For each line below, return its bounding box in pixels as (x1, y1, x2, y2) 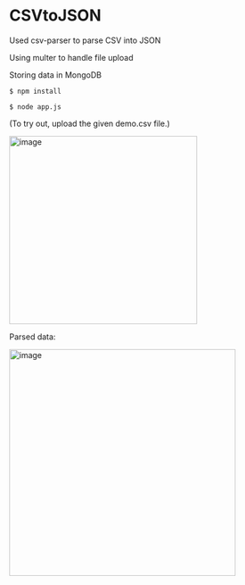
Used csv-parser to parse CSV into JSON (9, 35, 161, 46)
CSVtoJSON (9, 5, 102, 26)
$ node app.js (9, 102, 62, 112)
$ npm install (9, 87, 62, 96)
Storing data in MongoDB (9, 69, 102, 80)
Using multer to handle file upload (9, 52, 134, 63)
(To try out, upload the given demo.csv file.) (9, 118, 171, 129)
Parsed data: (9, 331, 56, 342)
